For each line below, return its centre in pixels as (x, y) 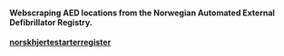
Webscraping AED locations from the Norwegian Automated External (142, 13)
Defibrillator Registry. (51, 22)
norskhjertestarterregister (60, 42)
